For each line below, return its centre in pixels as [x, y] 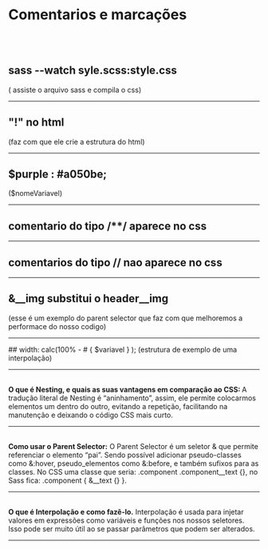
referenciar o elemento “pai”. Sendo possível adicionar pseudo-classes [125, 455]
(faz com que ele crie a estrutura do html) [77, 141]
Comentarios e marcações [98, 15]
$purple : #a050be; [58, 174]
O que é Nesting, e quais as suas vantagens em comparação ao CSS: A [128, 389]
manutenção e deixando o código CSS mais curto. [91, 415]
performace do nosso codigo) [57, 326]
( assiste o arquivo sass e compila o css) [75, 90]
